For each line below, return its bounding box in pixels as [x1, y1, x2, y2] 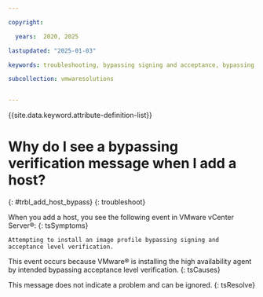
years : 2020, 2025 [15, 32, 79, 40]
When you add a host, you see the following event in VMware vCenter [8, 213, 234, 222]
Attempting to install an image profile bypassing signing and [8, 236, 220, 244]
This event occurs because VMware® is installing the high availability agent [8, 257, 252, 266]
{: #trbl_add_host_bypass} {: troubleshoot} [8, 197, 146, 207]
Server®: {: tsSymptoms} [8, 221, 89, 230]
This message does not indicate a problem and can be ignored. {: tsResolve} [8, 280, 256, 290]
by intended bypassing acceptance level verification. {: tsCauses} [8, 265, 221, 275]
